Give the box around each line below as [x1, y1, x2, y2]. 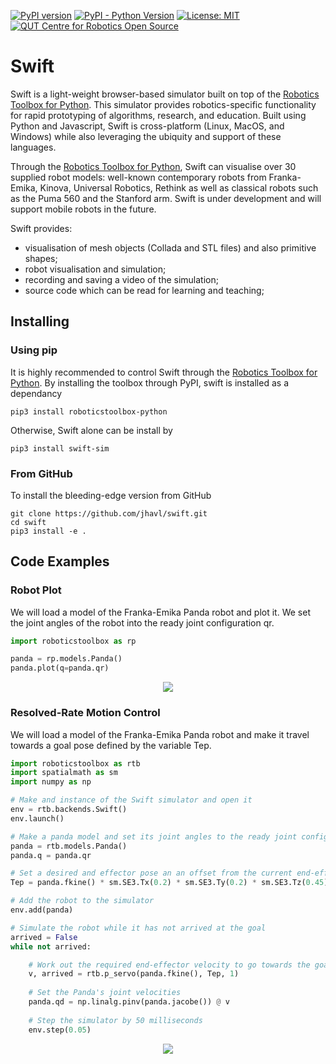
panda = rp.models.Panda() [10, 654, 123, 664]
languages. [10, 141, 57, 153]
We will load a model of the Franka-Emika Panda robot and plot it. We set [10, 606, 311, 618]
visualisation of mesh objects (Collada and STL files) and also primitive [24, 241, 317, 254]
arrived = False [10, 932, 78, 942]
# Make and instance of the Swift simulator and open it [10, 795, 253, 805]
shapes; [24, 252, 58, 264]
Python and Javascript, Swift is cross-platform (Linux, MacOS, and [10, 120, 285, 132]
